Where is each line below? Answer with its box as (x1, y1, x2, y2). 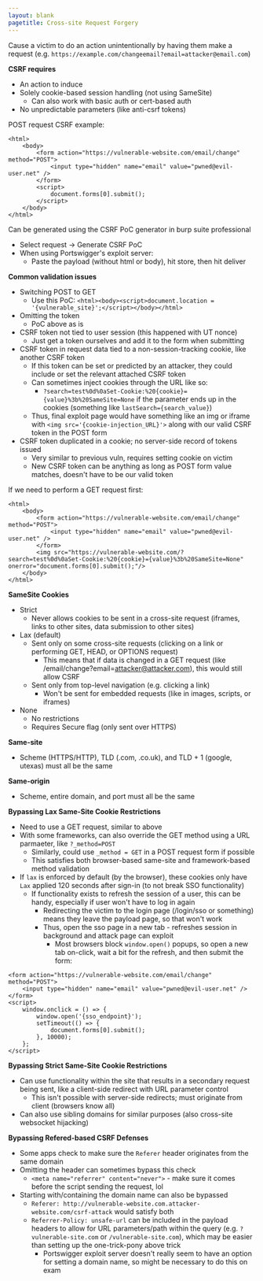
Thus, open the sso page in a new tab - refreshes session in (42, 922, 238, 931)
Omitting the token (19, 310, 80, 320)
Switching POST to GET (19, 287, 97, 296)
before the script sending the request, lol (31, 1182, 163, 1191)
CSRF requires (8, 64, 57, 73)
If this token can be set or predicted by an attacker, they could (31, 361, 233, 370)
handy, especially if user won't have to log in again (31, 897, 195, 906)
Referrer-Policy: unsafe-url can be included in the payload (31, 1215, 228, 1224)
